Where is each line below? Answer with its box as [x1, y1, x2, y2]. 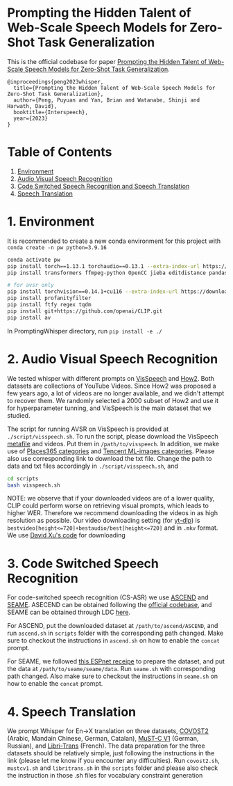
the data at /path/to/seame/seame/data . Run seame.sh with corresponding [7, 665, 216, 673]
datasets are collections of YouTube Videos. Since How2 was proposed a [7, 382, 216, 390]
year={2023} [13, 115, 49, 122]
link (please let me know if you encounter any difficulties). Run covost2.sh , [7, 757, 220, 765]
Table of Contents [7, 144, 112, 160]
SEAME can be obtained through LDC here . [7, 608, 130, 617]
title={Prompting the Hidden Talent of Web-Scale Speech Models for [13, 84, 216, 91]
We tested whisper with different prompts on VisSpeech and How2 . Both [7, 374, 215, 382]
